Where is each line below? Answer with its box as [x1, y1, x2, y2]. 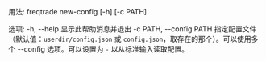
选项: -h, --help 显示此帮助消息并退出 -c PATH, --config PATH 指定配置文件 [8, 24, 257, 34]
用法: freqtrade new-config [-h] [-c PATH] [8, 7, 148, 16]
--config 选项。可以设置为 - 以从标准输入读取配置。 [17, 44, 189, 54]
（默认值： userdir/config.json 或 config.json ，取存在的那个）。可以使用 [8, 35, 251, 43]
